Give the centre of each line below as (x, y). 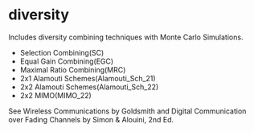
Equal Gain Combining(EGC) (67, 61)
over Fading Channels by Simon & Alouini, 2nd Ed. (91, 119)
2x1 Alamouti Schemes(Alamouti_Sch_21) (88, 78)
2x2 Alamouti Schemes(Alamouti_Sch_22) (89, 87)
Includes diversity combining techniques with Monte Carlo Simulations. (126, 37)
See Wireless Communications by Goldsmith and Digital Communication (127, 111)
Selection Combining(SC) (62, 52)
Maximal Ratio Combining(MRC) (73, 69)
